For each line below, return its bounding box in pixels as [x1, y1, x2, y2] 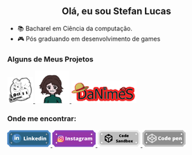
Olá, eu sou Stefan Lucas [61, 6, 172, 17]
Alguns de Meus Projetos [7, 54, 94, 64]
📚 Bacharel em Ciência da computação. [17, 24, 133, 32]
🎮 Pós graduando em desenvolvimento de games [17, 34, 161, 43]
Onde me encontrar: [7, 114, 77, 123]
